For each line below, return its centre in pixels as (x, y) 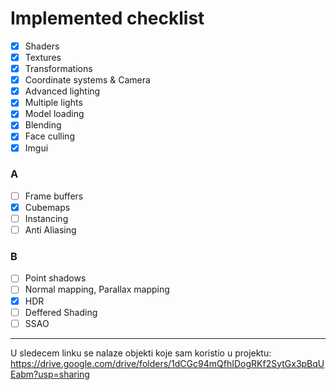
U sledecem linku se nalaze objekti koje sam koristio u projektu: (141, 353)
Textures (43, 57)
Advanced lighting (62, 91)
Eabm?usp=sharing (50, 374)
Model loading (54, 114)
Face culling (49, 136)
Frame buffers (54, 196)
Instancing (46, 218)
